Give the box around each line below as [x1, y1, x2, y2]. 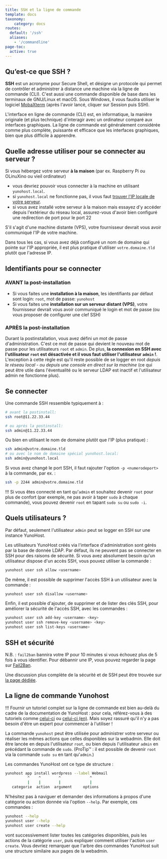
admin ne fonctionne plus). [5, 372, 60, 378]
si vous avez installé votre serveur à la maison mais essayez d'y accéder [12, 204, 162, 210]
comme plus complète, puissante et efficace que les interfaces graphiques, [5, 127, 160, 133]
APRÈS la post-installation [5, 324, 70, 331]
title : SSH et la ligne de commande [5, 7, 81, 12]
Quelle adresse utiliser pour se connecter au [5, 147, 146, 155]
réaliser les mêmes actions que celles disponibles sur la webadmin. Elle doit [5, 736, 161, 741]
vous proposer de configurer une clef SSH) [12, 312, 101, 318]
